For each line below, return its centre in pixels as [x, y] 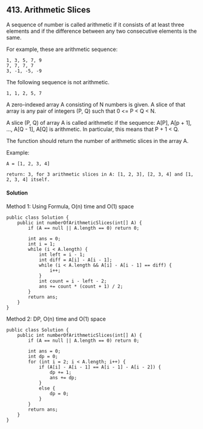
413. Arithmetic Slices [48, 10]
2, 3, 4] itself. [28, 179]
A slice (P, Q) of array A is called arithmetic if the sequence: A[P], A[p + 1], [99, 122]
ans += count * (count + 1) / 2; [81, 287]
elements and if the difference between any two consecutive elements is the [101, 31]
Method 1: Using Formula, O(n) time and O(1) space [70, 207]
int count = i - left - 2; [73, 281]
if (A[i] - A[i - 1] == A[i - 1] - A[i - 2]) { [100, 367]
